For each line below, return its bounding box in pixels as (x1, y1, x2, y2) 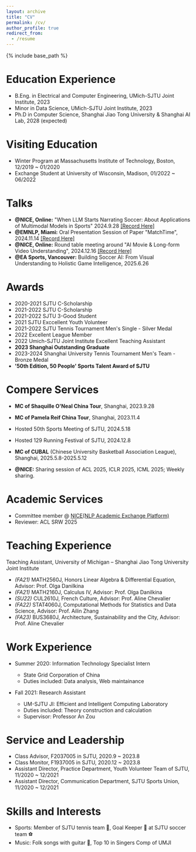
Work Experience (6, 640, 92, 654)
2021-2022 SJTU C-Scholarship (14, 306, 93, 313)
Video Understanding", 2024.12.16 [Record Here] (14, 247, 132, 254)
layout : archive (6, 8, 46, 15)
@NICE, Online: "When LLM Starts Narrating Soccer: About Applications (14, 216, 191, 223)
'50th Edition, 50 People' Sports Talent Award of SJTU (14, 362, 150, 370)
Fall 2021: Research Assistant (14, 689, 86, 696)
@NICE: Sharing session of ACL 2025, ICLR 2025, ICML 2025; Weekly (14, 465, 185, 472)
